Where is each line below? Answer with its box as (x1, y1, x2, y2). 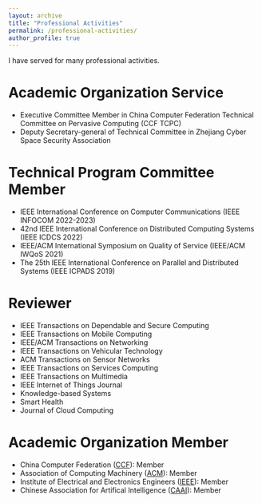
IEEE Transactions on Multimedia (19, 372, 128, 382)
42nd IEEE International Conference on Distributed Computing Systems (19, 224, 255, 234)
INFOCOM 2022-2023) (19, 216, 96, 225)
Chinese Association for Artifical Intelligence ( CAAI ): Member (19, 485, 222, 495)
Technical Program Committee (8, 164, 215, 182)
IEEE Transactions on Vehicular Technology (19, 347, 164, 356)
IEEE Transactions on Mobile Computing (19, 329, 153, 339)
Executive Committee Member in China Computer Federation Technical (19, 110, 254, 120)
